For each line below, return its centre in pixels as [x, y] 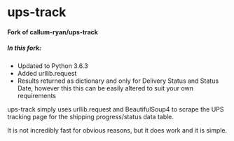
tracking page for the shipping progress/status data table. [90, 116]
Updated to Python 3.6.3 [53, 66]
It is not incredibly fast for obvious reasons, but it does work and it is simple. [117, 130]
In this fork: [25, 48]
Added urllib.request [47, 73]
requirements [36, 95]
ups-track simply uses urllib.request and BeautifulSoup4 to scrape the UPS [116, 109]
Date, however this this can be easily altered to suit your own [105, 88]
